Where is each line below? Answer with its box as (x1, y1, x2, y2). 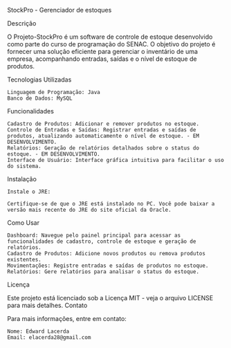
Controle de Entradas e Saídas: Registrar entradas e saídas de (7, 127, 196, 134)
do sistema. (7, 163, 41, 170)
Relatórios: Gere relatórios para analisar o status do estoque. (7, 268, 199, 275)
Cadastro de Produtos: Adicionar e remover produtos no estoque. (7, 120, 199, 127)
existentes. (7, 256, 41, 263)
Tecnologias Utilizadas (7, 75, 72, 84)
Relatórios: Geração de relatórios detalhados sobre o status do (7, 145, 199, 152)
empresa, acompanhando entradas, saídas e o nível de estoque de (7, 55, 197, 63)
